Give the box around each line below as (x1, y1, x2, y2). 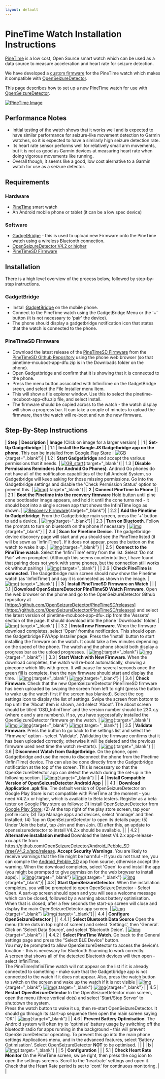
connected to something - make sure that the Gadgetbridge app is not (5, 969, 147, 974)
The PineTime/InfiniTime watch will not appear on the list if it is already (5, 963, 149, 969)
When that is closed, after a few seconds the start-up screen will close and (5, 900, 158, 906)
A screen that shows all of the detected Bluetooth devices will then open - (5, 953, 155, 959)
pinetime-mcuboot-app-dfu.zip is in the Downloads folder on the (12, 360, 144, 365)
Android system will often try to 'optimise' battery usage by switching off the (5, 1021, 161, 1027)
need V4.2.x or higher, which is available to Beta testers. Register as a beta (5, 795, 157, 801)
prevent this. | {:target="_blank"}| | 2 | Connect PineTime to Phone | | (5, 486, 159, 492)
